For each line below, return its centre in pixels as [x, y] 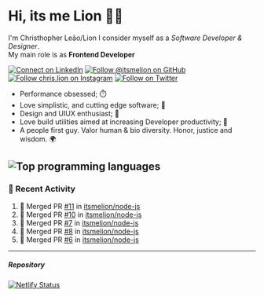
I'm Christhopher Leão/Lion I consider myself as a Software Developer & [125, 38]
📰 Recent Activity [42, 189]
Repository [27, 265]
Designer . [24, 46]
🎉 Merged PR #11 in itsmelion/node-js [80, 206]
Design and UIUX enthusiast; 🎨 [69, 113]
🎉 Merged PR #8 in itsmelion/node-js [79, 231]
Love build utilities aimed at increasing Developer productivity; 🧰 [123, 122]
